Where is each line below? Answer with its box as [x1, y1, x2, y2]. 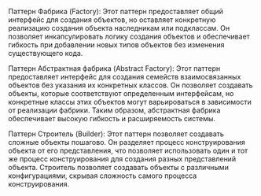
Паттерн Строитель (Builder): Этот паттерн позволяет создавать [8, 129, 224, 139]
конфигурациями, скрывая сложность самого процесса [8, 171, 197, 180]
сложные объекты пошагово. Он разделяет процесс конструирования [8, 138, 245, 146]
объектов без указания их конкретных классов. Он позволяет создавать [8, 80, 253, 90]
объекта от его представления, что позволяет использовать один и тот [8, 146, 248, 155]
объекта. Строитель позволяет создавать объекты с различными [8, 163, 230, 172]
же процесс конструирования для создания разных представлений [8, 154, 237, 164]
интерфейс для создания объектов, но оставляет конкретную [8, 15, 216, 24]
